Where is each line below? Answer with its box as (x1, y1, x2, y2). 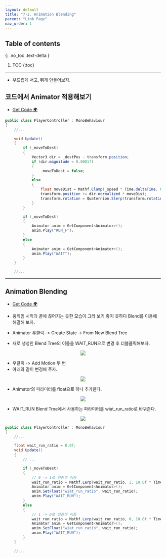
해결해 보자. (12, 319, 36, 325)
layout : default (5, 7, 39, 12)
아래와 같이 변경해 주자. (12, 366, 58, 372)
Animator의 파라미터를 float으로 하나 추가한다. (12, 386, 102, 392)
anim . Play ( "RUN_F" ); (31, 228, 74, 233)
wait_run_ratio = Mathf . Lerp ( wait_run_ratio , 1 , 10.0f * (31, 480, 152, 485)
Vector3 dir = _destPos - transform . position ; (31, 154, 129, 159)
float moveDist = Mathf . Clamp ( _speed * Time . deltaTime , (40, 187, 158, 192)
